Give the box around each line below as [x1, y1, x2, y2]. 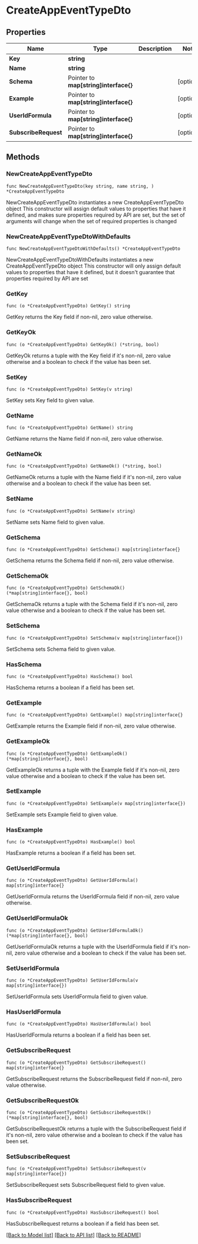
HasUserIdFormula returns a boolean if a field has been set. [6, 1031, 151, 1038]
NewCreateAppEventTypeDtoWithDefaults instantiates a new [6, 256, 154, 263]
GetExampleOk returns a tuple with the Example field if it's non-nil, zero [6, 766, 180, 773]
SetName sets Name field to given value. [6, 518, 105, 526]
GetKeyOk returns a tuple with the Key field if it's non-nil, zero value [6, 352, 171, 359]
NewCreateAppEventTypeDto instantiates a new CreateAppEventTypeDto [6, 198, 184, 206]
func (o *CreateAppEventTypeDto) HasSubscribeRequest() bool [6, 1209, 160, 1216]
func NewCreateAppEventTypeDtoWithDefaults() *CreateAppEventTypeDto [6, 246, 181, 252]
